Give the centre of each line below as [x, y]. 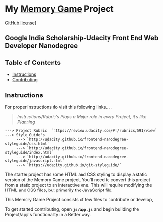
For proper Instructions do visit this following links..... [58, 107]
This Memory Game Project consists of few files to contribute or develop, [79, 199]
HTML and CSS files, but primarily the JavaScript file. [59, 190]
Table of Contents [33, 63]
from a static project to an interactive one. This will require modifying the [79, 185]
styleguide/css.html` [27, 144]
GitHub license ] [21, 23]
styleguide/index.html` [29, 152]
